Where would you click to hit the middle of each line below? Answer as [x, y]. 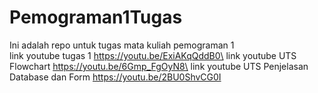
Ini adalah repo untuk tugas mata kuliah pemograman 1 [122, 45]
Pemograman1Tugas [96, 17]
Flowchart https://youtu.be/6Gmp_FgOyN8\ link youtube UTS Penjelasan [159, 66]
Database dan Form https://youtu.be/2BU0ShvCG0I [115, 77]
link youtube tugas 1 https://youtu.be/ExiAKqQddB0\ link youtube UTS [153, 55]
